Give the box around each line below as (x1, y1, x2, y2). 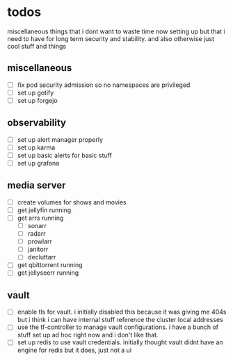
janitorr (27, 245, 49, 254)
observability (7, 117, 66, 129)
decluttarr (27, 253, 56, 262)
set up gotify (17, 88, 54, 97)
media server (7, 179, 66, 191)
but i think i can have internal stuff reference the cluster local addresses (17, 316, 224, 324)
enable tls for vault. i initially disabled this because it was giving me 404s (17, 307, 227, 316)
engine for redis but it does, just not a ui (17, 346, 132, 355)
